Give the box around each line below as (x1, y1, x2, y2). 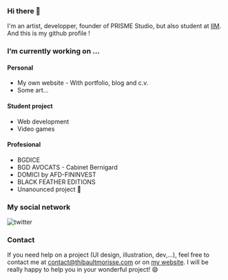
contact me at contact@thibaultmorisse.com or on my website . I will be (7, 258, 209, 266)
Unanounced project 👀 (17, 185, 81, 193)
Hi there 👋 (7, 6, 41, 16)
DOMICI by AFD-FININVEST (17, 170, 96, 179)
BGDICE (17, 155, 40, 164)
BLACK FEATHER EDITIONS (17, 177, 96, 186)
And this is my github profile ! (7, 29, 91, 37)
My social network (7, 202, 71, 212)
